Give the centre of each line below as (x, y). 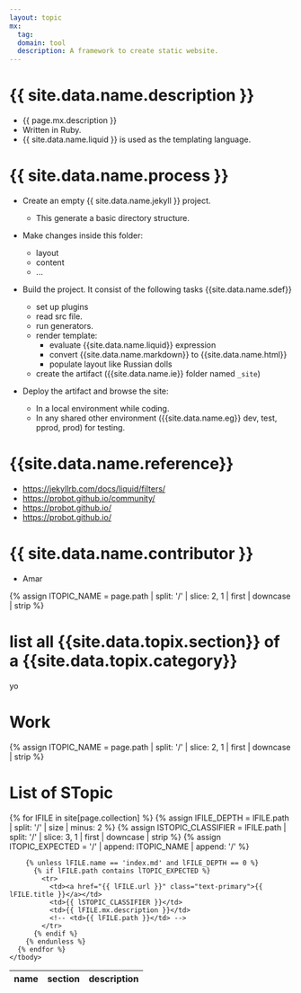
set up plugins (62, 307)
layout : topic (36, 18)
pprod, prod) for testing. (80, 427)
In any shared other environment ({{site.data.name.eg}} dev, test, (156, 418)
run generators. (65, 326)
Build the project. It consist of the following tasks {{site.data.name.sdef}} (157, 289)
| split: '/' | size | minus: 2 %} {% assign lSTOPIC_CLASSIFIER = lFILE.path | (148, 827)
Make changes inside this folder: (83, 235)
